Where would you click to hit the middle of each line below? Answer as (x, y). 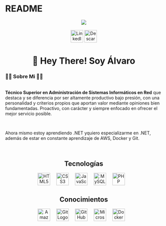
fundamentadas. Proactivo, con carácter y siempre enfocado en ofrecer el (82, 109)
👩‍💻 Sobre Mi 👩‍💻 (24, 77)
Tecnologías (84, 164)
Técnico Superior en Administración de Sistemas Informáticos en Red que (83, 93)
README (24, 9)
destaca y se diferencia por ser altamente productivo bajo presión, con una (82, 98)
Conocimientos (84, 199)
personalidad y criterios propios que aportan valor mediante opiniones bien (83, 103)
